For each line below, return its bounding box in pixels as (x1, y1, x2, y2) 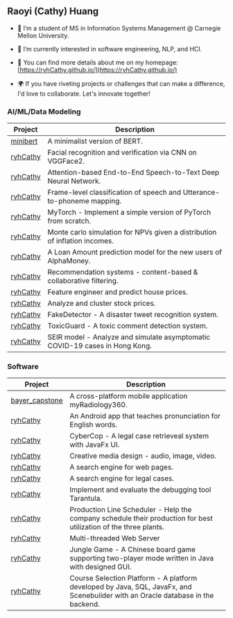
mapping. (91, 196, 122, 206)
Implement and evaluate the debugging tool (69, 485, 212, 495)
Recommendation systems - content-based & (47, 267, 198, 277)
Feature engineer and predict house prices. (47, 287, 189, 297)
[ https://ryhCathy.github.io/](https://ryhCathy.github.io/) (17, 65, 178, 74)
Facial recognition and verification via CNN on (47, 148, 197, 157)
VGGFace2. (47, 156, 85, 166)
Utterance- (182, 187, 220, 197)
